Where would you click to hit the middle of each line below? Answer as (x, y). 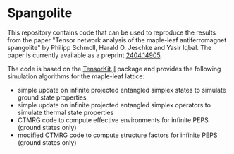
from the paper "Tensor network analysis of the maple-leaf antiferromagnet (117, 40)
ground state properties (52, 97)
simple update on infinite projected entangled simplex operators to (114, 105)
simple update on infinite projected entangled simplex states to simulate (122, 90)
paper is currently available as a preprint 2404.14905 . (85, 55)
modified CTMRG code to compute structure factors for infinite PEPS (117, 135)
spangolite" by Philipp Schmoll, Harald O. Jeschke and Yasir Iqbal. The (110, 47)
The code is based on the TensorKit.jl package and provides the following (114, 69)
